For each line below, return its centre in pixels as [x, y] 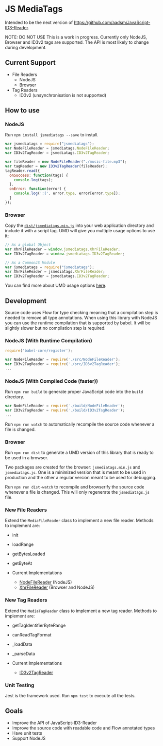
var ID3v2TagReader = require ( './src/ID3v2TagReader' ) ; [63, 364]
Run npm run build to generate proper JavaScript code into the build [74, 392]
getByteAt [22, 563]
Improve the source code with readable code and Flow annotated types [83, 728]
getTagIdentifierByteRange [39, 625]
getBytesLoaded [28, 554]
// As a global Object [28, 245]
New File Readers [26, 510]
